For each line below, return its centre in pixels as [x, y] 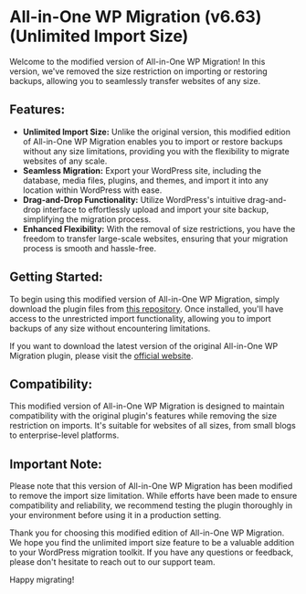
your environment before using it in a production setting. [116, 515]
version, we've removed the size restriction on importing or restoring [138, 71]
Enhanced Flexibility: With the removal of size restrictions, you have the [159, 228]
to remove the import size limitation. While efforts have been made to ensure [153, 496]
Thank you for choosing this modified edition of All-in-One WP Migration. [147, 533]
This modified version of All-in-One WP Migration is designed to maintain [147, 406]
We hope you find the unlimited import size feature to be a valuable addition [152, 543]
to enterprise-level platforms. [64, 435]
